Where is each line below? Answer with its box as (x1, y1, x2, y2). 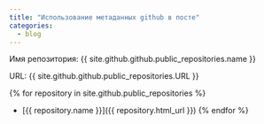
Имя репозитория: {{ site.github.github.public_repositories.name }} (9, 54, 257, 65)
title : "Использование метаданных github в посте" (9, 12, 200, 22)
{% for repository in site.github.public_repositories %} (9, 88, 206, 98)
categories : (9, 21, 53, 30)
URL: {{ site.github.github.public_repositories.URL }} (9, 71, 199, 81)
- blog (17, 29, 42, 38)
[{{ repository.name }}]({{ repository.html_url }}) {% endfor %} (21, 105, 250, 116)
